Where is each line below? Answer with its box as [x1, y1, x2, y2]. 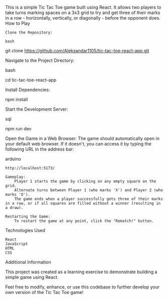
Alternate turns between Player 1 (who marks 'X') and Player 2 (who [14, 188, 163, 193]
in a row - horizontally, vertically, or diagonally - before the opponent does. [5, 15, 161, 21]
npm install [5, 97, 28, 102]
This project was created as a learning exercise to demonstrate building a [5, 269, 157, 275]
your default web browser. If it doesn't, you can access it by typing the [5, 141, 152, 146]
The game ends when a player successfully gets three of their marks [14, 196, 163, 201]
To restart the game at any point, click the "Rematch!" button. [14, 218, 154, 223]
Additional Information [5, 259, 51, 265]
